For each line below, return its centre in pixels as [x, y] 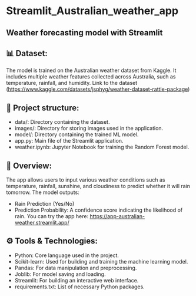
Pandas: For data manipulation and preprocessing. [76, 268]
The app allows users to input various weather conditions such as [86, 180]
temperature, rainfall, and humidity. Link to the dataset [72, 83]
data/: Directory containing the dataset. [62, 122]
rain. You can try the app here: [52, 216]
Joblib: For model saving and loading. [60, 274]
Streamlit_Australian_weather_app [92, 11]
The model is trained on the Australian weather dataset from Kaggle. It [91, 70]
